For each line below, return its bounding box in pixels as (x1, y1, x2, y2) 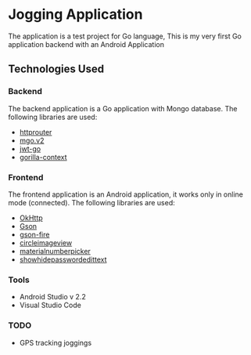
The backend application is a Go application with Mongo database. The (8, 103, 238, 113)
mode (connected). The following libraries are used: (8, 197, 175, 207)
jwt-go (19, 143, 41, 154)
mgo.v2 (19, 136, 45, 145)
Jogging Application (8, 5, 143, 24)
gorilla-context (19, 152, 68, 161)
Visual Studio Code (19, 300, 82, 310)
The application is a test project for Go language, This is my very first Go (8, 31, 242, 41)
